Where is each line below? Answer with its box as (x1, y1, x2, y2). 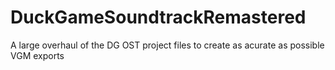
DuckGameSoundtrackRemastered (10, 6, 307, 29)
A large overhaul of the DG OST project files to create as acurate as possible (10, 39, 325, 51)
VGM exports (10, 49, 65, 61)
